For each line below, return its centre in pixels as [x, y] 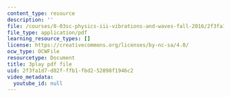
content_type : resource [41, 13]
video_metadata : [30, 77]
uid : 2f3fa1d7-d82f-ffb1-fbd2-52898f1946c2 [70, 70]
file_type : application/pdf [47, 32]
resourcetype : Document [41, 58]
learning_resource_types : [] [49, 39]
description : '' [30, 20]
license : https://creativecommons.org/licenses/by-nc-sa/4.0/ [98, 45]
